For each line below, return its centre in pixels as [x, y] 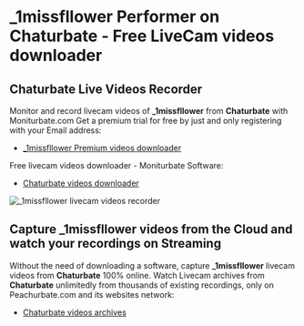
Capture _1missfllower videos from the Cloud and [151, 229]
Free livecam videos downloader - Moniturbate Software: [117, 165]
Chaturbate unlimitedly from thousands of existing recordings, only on [142, 285]
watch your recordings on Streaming [115, 244]
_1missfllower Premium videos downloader [102, 148]
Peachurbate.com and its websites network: [92, 294]
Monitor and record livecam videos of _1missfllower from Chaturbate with [149, 111]
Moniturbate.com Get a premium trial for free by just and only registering [146, 121]
